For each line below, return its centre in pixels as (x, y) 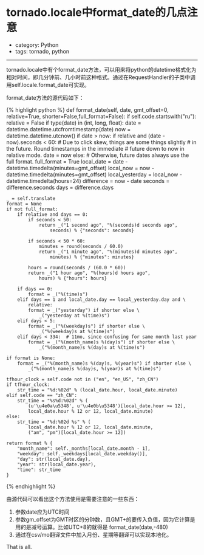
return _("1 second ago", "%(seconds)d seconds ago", (108, 225)
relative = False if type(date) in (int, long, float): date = (74, 123)
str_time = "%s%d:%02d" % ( (53, 401)
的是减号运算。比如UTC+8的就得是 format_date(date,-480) (94, 527)
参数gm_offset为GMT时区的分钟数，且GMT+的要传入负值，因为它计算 (102, 519)
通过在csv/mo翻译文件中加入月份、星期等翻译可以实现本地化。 (93, 534)
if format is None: (31, 358)
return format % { (29, 443)
